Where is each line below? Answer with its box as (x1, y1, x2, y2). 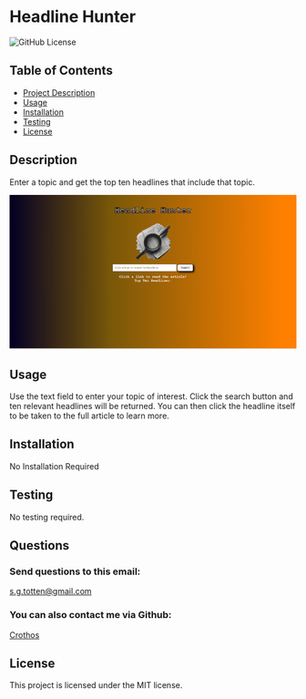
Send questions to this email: (9, 565, 141, 578)
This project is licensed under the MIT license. (9, 680, 183, 691)
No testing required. (9, 511, 85, 522)
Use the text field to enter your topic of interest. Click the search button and (9, 390, 293, 402)
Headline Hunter (9, 6, 137, 27)
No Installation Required (9, 460, 100, 471)
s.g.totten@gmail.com (9, 586, 93, 597)
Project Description (22, 87, 96, 98)
